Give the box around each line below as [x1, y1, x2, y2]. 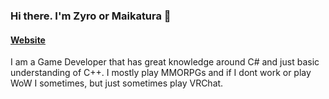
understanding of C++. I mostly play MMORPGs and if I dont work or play [10, 67, 312, 79]
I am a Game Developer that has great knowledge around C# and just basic [10, 56, 320, 68]
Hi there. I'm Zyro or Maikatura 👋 [10, 9, 172, 23]
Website [10, 34, 46, 46]
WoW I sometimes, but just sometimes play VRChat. [10, 77, 224, 89]
